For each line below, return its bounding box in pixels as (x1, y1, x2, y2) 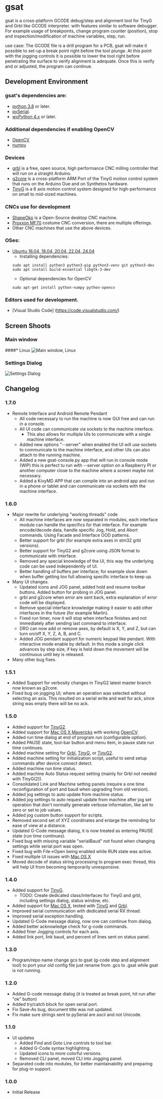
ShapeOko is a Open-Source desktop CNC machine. (12, 214, 118, 221)
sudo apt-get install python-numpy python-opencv (12, 285, 116, 290)
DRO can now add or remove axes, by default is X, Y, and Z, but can (19, 626, 156, 631)
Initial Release (12, 1089, 41, 1095)
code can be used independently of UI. (19, 563, 98, 570)
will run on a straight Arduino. (12, 170, 72, 177)
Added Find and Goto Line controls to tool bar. (19, 1040, 113, 1046)
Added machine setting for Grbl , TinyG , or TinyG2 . (12, 750, 114, 755)
